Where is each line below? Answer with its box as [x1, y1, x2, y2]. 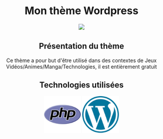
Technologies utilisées [39, 80, 124, 90]
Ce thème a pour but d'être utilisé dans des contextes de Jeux [6, 57, 157, 64]
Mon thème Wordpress [24, 4, 139, 18]
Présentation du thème [38, 41, 125, 51]
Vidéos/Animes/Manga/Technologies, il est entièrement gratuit [6, 63, 157, 70]
